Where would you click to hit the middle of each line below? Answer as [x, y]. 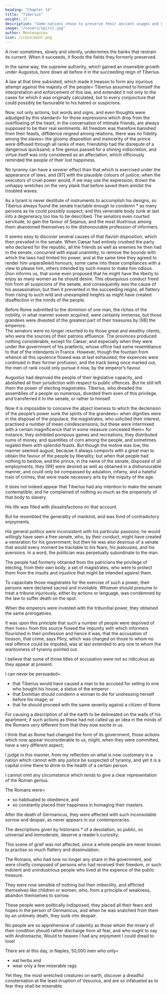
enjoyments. [18, 522]
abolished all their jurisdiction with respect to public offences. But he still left [83, 383]
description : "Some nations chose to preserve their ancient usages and [82, 24]
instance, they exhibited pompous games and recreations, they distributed [81, 435]
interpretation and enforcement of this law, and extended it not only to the [81, 92]
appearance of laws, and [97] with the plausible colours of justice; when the [83, 175]
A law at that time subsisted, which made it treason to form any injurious [79, 81]
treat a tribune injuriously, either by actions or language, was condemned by [83, 593]
